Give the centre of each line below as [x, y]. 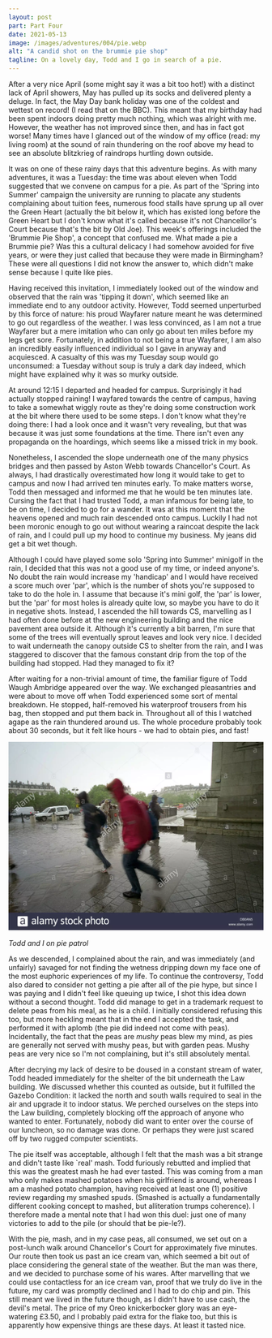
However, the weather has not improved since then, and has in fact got [126, 127]
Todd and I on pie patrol [49, 943]
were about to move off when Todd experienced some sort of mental [123, 696]
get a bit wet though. [43, 544]
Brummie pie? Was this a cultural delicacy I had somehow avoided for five [132, 246]
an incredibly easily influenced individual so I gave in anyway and [117, 348]
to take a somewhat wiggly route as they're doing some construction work [132, 407]
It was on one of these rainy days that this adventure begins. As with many [133, 169]
